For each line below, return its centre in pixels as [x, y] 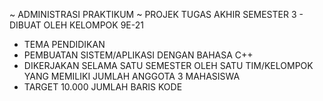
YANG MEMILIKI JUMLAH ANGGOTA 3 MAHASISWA [132, 76]
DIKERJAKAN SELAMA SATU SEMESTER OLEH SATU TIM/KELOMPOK [168, 65]
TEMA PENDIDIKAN [64, 44]
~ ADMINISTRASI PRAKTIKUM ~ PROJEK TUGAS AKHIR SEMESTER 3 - [156, 14]
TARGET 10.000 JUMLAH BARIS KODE [103, 87]
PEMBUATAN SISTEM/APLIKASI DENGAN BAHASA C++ [138, 55]
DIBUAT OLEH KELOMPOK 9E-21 [76, 25]
